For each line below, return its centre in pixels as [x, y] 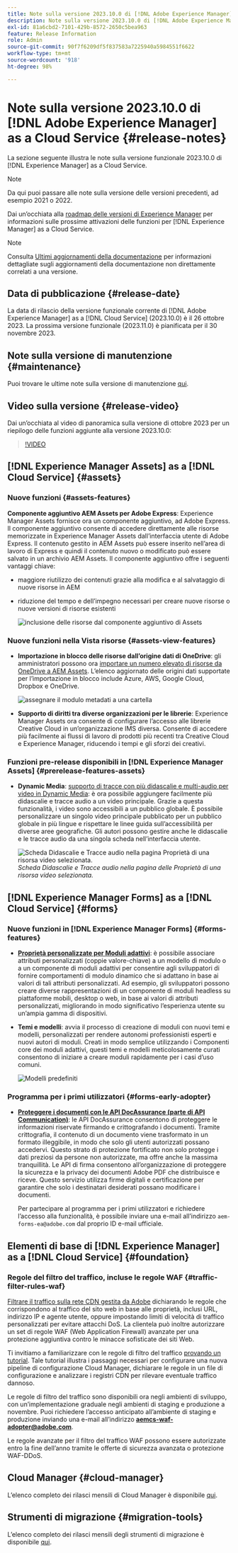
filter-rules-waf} [36, 1286]
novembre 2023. [32, 333]
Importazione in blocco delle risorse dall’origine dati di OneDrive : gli [119, 655]
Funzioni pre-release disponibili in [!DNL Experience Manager [115, 762]
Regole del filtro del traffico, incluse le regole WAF [95, 1277]
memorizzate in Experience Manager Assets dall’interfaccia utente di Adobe [118, 536]
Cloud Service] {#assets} [64, 478]
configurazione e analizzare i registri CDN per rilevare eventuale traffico [112, 1375]
